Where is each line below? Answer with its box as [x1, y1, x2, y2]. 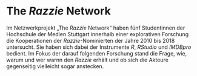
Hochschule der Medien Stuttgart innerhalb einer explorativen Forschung [6, 30, 189, 37]
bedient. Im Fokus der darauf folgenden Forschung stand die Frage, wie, [6, 49, 187, 57]
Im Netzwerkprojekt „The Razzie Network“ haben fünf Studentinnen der [6, 24, 185, 31]
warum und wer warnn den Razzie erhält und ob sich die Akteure [6, 56, 169, 63]
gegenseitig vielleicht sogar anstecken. [6, 62, 104, 70]
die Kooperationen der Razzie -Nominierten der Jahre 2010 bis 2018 [6, 37, 175, 44]
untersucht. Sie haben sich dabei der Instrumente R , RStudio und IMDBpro [6, 43, 192, 51]
